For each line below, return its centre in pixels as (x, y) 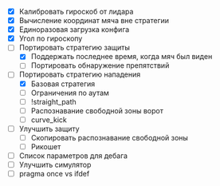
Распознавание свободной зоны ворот (97, 110)
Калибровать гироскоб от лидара (76, 12)
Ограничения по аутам (70, 93)
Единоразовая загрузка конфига (74, 30)
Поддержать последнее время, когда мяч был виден (122, 57)
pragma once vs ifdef (54, 174)
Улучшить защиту (49, 129)
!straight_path (53, 101)
